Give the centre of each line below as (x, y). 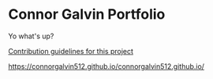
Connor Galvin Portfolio (87, 14)
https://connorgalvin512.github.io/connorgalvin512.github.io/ (106, 66)
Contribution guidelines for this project (71, 51)
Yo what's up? (31, 36)
